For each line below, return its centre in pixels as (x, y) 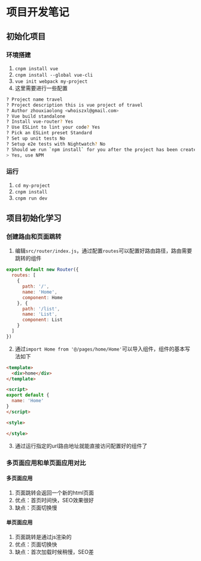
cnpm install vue (36, 69)
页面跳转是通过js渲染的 (43, 536)
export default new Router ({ (42, 270)
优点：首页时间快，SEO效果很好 (54, 500)
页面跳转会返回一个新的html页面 (54, 493)
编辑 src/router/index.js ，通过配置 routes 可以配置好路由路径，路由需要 (103, 251)
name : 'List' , (40, 314)
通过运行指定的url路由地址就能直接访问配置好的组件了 (81, 446)
